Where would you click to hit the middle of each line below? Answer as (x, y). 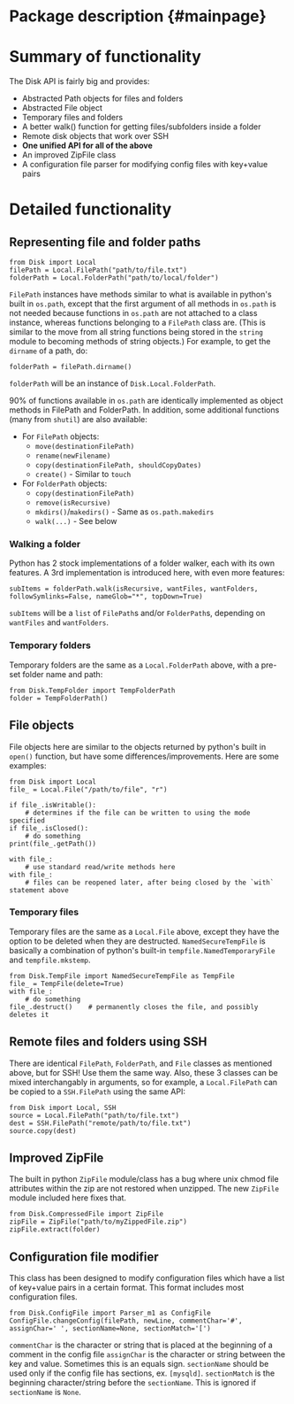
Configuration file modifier (84, 1257)
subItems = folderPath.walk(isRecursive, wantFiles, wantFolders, (134, 589)
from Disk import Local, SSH (63, 1107)
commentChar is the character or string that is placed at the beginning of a (141, 1345)
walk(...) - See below (76, 521)
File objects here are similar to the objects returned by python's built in (138, 746)
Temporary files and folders (72, 118)
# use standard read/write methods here (100, 867)
